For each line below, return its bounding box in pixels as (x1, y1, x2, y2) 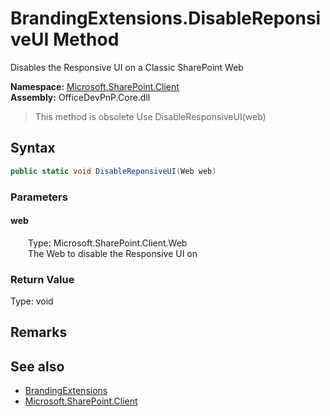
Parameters (10, 190, 68, 204)
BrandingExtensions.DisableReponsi (10, 7, 322, 30)
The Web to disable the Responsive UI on (28, 247, 198, 259)
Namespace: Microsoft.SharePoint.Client (10, 80, 180, 92)
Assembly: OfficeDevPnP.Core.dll (10, 91, 151, 103)
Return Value (10, 272, 75, 286)
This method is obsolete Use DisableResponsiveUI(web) (34, 110, 267, 122)
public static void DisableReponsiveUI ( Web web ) (10, 166, 217, 176)
